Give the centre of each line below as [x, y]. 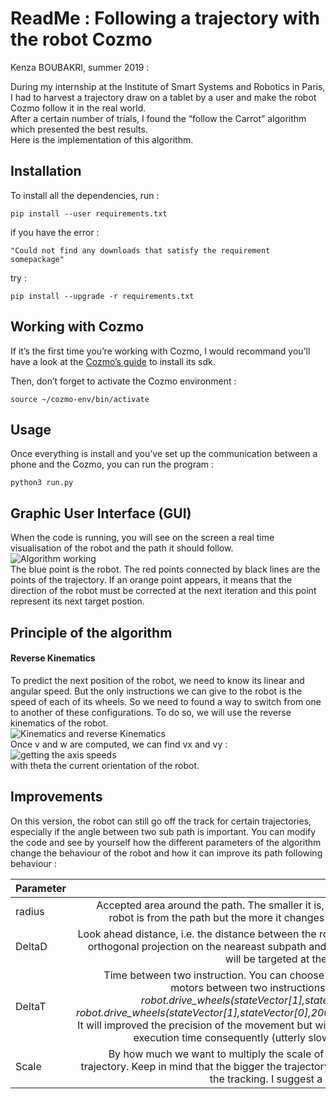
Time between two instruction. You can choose [214, 975]
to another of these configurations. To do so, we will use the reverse [151, 712]
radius [30, 911]
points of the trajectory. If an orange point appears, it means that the [151, 580]
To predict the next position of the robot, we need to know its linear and [157, 680]
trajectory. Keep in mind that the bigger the [181, 1066]
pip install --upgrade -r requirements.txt [102, 296]
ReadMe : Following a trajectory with [165, 18]
